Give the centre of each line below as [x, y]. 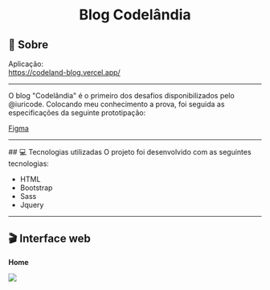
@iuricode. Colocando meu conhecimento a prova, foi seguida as [117, 104]
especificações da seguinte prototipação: [77, 113]
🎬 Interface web [49, 239]
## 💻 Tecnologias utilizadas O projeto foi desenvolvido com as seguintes [130, 152]
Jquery [32, 205]
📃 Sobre [29, 45]
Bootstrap [36, 188]
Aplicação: [26, 64]
